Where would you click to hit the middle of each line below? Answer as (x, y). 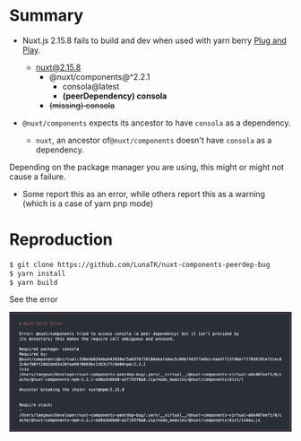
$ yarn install (38, 273)
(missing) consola (82, 105)
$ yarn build (34, 282)
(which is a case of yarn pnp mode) (88, 203)
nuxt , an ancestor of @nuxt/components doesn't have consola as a (154, 140)
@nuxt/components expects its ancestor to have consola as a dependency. (156, 123)
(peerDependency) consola (115, 96)
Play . (31, 49)
